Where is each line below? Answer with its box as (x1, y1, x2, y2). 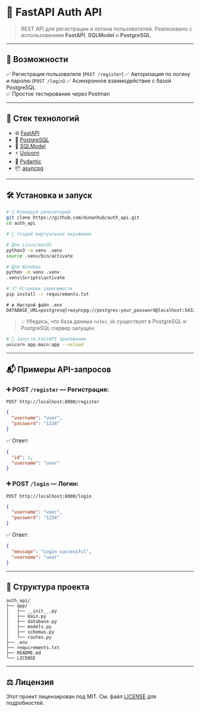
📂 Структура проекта (6, 582, 90, 592)
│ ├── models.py (6, 624, 52, 630)
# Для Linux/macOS (6, 242, 52, 247)
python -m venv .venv (6, 269, 60, 276)
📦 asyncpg (14, 164, 43, 172)
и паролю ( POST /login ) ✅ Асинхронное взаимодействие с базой (6, 77, 171, 84)
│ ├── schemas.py (6, 629, 55, 635)
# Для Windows (6, 264, 42, 270)
